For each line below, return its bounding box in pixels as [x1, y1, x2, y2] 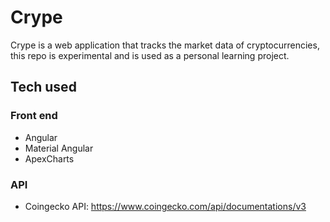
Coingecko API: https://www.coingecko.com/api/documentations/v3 [24, 200, 307, 212]
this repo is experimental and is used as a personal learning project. [10, 49, 290, 61]
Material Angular [24, 142, 94, 154]
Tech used [10, 79, 77, 96]
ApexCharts [24, 152, 75, 165]
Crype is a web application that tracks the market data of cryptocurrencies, [10, 39, 320, 51]
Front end [10, 109, 58, 123]
